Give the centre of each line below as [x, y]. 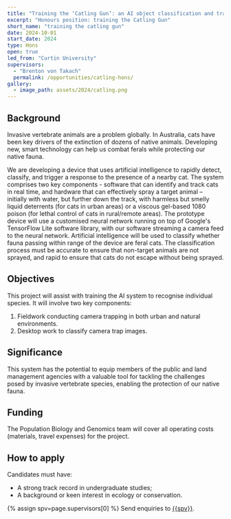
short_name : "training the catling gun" [66, 26]
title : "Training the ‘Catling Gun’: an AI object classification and [110, 13]
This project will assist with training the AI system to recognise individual [110, 296]
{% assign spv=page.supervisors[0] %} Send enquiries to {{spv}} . [101, 509]
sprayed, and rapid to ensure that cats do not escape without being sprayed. [115, 257]
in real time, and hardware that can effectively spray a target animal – [105, 191]
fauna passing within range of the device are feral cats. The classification [111, 243]
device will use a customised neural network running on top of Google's [109, 221]
